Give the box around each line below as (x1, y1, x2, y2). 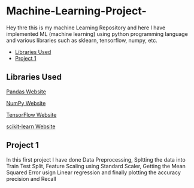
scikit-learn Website (6, 123, 56, 130)
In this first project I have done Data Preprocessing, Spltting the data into (6, 156, 186, 163)
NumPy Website (6, 99, 46, 107)
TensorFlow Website (6, 111, 57, 118)
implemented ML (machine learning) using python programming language (6, 30, 189, 37)
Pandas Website (6, 88, 47, 95)
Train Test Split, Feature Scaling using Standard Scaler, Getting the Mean (6, 162, 186, 169)
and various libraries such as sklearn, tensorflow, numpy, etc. (6, 37, 157, 44)
